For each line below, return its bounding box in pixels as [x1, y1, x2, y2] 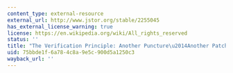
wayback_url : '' [7, 56, 54, 63]
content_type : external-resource [7, 10, 104, 17]
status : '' [7, 36, 39, 43]
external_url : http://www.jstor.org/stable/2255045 [7, 17, 159, 24]
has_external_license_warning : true [7, 23, 113, 30]
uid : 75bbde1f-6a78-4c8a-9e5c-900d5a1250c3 [7, 49, 135, 56]
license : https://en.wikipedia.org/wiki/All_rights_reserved [7, 29, 188, 37]
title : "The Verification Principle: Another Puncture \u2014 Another [7, 42, 209, 49]
